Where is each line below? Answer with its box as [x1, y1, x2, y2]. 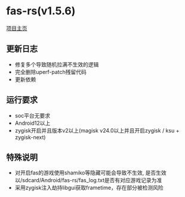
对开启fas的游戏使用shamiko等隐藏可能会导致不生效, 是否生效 [14, 169, 166, 177]
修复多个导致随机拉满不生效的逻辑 [14, 61, 99, 68]
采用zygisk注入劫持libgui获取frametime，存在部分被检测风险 [14, 184, 164, 192]
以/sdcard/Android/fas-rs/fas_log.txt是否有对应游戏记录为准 [14, 177, 162, 184]
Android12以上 [14, 119, 51, 127]
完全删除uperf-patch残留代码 [14, 68, 87, 75]
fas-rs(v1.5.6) [6, 4, 76, 18]
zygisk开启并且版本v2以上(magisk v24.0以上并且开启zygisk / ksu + [14, 127, 180, 134]
